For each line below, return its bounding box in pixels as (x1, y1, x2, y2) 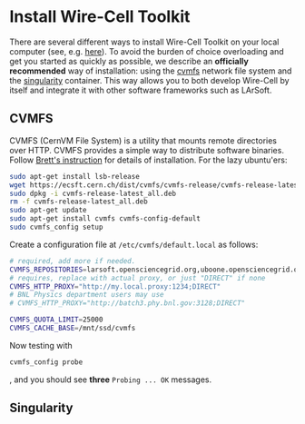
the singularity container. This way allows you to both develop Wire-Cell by (9, 74, 290, 85)
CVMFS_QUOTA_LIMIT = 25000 (9, 315, 103, 324)
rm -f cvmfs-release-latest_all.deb (9, 197, 148, 206)
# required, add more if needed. (9, 256, 136, 265)
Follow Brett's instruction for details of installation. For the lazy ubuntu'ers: (9, 154, 288, 165)
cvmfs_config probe (9, 357, 84, 367)
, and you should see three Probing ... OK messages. (9, 374, 212, 385)
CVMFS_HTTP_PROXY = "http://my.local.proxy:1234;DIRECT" (9, 281, 221, 291)
